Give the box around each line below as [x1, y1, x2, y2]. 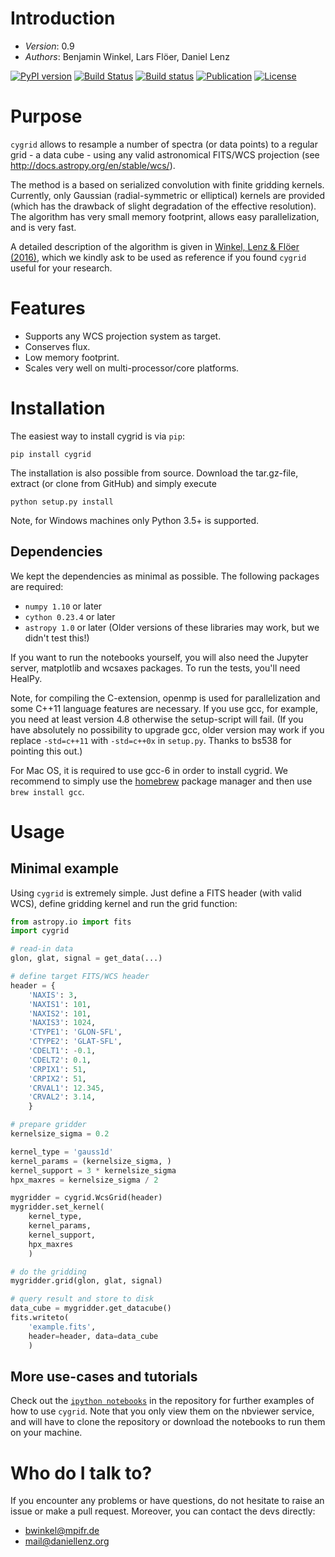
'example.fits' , [28, 1322, 97, 1332]
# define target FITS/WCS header [10, 972, 150, 982]
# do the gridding [10, 1267, 87, 1277]
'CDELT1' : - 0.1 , [28, 1046, 97, 1056]
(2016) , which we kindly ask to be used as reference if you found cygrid [10, 251, 307, 263]
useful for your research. [10, 262, 113, 274]
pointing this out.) [10, 745, 83, 757]
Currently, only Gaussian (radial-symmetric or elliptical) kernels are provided [10, 189, 326, 201]
